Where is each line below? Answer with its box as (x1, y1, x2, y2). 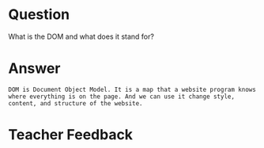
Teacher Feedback (8, 126, 133, 144)
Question (8, 6, 70, 24)
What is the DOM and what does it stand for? (8, 32, 154, 41)
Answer (8, 59, 61, 78)
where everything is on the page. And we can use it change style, (8, 93, 236, 101)
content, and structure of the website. (8, 99, 144, 108)
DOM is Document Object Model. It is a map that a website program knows (8, 85, 257, 93)
